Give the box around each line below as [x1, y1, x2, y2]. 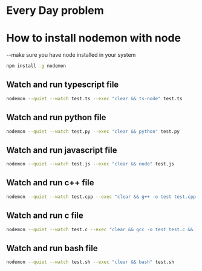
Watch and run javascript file [6, 145, 117, 155]
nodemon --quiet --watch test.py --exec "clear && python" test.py [6, 128, 180, 135]
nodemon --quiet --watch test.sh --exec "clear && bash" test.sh [6, 259, 174, 266]
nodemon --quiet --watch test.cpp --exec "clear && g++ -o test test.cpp [6, 194, 197, 200]
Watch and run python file [6, 112, 106, 123]
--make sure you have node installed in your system [6, 51, 136, 59]
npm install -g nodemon [6, 63, 67, 69]
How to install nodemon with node [6, 31, 181, 45]
